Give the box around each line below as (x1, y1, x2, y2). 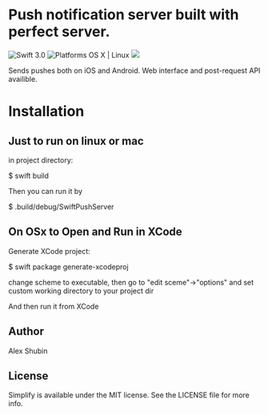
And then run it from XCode (8, 301, 99, 311)
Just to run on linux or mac (8, 134, 144, 147)
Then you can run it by (8, 186, 82, 195)
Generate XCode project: (8, 246, 90, 256)
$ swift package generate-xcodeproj (8, 262, 130, 272)
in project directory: (8, 155, 74, 165)
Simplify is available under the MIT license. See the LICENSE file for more (8, 390, 250, 400)
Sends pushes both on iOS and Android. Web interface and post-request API (8, 66, 261, 75)
